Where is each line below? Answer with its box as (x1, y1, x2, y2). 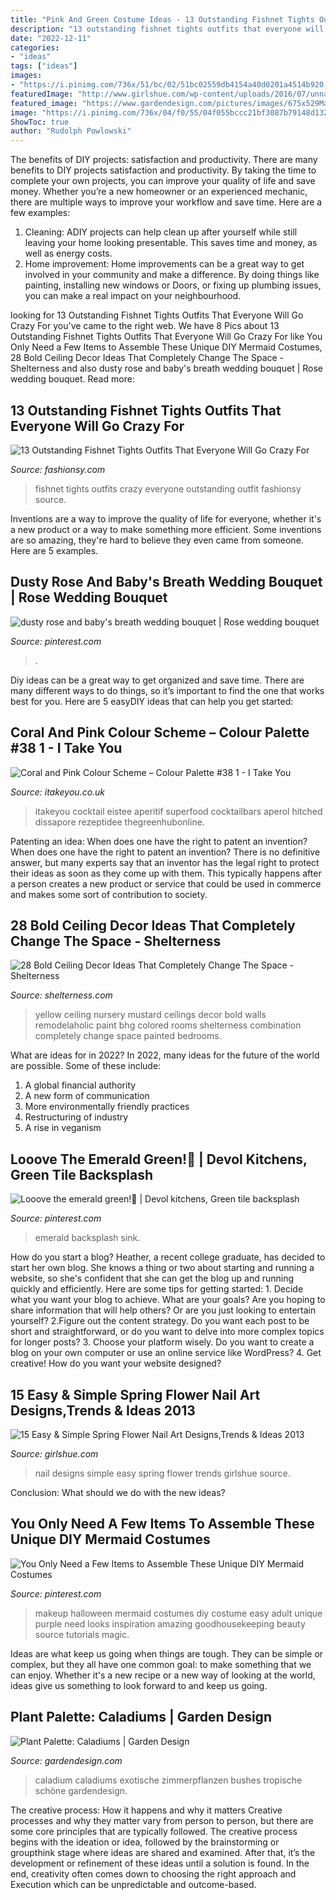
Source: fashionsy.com (10, 463, 106, 475)
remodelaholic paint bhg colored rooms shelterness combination (34, 1019, 302, 1031)
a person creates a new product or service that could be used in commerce (10, 877, 322, 890)
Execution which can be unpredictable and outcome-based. (10, 1878, 257, 1890)
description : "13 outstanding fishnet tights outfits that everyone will (10, 24, 325, 34)
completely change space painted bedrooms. (34, 1030, 222, 1042)
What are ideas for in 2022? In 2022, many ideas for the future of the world (10, 1049, 320, 1061)
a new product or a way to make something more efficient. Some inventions (10, 523, 322, 535)
